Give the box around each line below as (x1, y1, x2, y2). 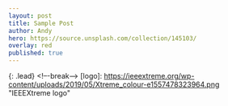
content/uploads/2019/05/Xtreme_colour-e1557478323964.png (8, 79, 220, 89)
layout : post (8, 11, 53, 20)
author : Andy (8, 26, 53, 35)
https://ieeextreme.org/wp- (103, 71, 195, 80)
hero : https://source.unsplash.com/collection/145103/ (8, 34, 197, 43)
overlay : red (8, 42, 53, 50)
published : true (8, 49, 63, 57)
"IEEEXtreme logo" (8, 88, 71, 97)
